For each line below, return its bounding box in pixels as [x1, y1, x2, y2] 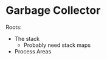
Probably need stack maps [23, 41, 91, 49]
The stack [14, 35, 40, 42]
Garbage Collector [5, 4, 101, 17]
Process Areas [14, 47, 52, 55]
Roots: [5, 23, 22, 31]
